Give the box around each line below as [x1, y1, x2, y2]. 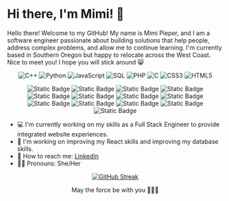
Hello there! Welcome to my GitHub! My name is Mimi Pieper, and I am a [7, 29, 210, 37]
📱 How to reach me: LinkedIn [16, 152, 99, 160]
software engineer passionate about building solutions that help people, [7, 36, 210, 44]
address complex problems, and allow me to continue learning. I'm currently [7, 43, 222, 51]
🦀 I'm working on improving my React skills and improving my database [16, 137, 219, 145]
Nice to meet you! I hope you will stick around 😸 [7, 58, 144, 66]
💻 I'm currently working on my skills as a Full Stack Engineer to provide [16, 120, 220, 128]
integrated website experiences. [16, 130, 108, 138]
